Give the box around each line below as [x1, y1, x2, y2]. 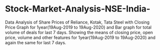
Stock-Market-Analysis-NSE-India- [5, 3, 151, 14]
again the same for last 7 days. [5, 39, 66, 45]
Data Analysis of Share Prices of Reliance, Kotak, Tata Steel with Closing [5, 19, 150, 25]
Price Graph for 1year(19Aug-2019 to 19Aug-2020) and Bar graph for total [5, 24, 152, 30]
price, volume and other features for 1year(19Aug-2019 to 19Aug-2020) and [5, 35, 156, 40]
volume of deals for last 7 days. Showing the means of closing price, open [5, 29, 153, 35]
